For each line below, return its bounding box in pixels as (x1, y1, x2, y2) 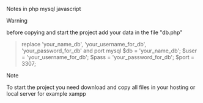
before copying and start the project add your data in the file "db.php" (6, 29, 183, 36)
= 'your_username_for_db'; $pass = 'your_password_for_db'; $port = (21, 54, 194, 60)
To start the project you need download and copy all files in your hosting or (6, 83, 196, 91)
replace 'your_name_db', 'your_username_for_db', (21, 41, 147, 48)
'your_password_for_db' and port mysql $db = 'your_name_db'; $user (21, 47, 197, 54)
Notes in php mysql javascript (6, 5, 81, 12)
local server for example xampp (6, 90, 87, 97)
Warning (6, 17, 28, 24)
